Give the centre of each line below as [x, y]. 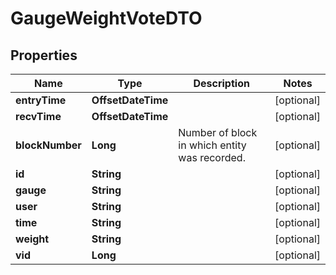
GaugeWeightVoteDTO [106, 18]
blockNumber [48, 145]
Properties [44, 55]
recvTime [38, 116]
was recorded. [212, 157]
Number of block [218, 132]
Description [221, 83]
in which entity [212, 145]
